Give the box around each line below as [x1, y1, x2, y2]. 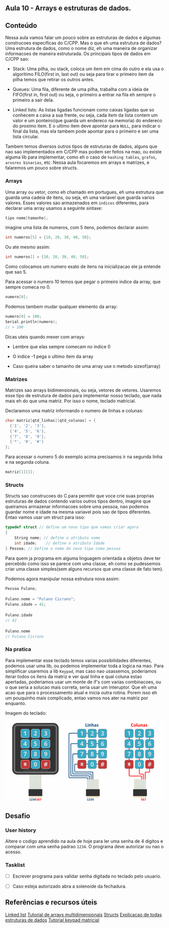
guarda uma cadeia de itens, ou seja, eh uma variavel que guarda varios [5, 194, 155, 200]
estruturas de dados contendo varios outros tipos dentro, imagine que [5, 498, 151, 504]
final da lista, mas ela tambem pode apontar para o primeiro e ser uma [12, 128, 159, 134]
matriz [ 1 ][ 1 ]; [5, 469, 35, 475]
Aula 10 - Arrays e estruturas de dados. [5, 4, 131, 13]
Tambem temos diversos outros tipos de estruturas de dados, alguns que [5, 143, 157, 149]
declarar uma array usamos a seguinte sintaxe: [5, 205, 102, 211]
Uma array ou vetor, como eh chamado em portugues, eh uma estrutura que [5, 189, 164, 195]
